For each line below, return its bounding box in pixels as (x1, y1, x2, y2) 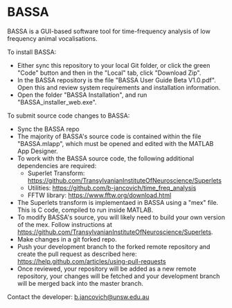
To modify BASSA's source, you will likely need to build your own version (17, 212, 225, 221)
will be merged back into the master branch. (17, 279, 143, 287)
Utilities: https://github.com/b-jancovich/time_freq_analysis (27, 183, 197, 192)
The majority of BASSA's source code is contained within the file (17, 132, 202, 141)
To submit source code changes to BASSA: (7, 111, 130, 120)
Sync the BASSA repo (17, 125, 80, 133)
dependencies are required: (17, 161, 97, 170)
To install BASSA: (7, 48, 57, 56)
